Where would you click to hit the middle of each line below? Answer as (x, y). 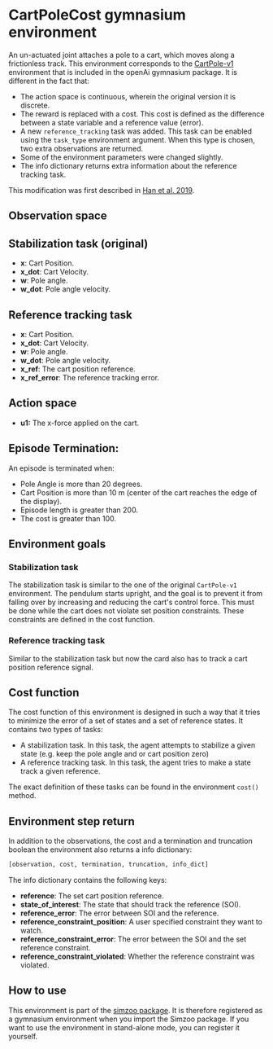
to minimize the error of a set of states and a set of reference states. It (126, 721)
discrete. (35, 105)
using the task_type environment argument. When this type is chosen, (138, 139)
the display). (41, 501)
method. (22, 796)
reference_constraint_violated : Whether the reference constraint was (137, 957)
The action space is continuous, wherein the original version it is (128, 96)
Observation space (58, 216)
